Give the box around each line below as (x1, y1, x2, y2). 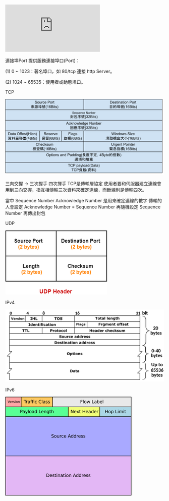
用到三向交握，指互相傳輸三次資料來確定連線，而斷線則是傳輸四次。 (5, 187, 147, 193)
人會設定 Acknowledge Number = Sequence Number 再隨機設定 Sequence (5, 204, 161, 210)
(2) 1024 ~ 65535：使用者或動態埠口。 (5, 79, 86, 85)
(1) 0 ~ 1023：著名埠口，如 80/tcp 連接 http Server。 (5, 68, 115, 74)
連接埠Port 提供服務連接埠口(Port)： (5, 58, 80, 64)
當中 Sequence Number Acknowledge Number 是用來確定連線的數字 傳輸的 (5, 197, 162, 203)
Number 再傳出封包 (5, 210, 46, 216)
